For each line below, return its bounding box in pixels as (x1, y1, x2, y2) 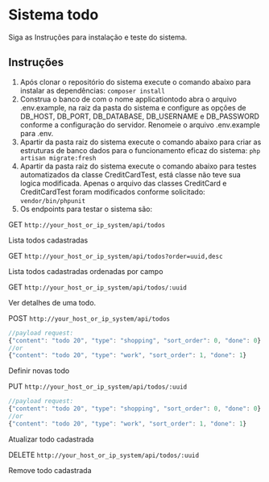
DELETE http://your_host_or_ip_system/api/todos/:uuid (8, 450, 200, 459)
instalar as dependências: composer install (19, 85, 165, 95)
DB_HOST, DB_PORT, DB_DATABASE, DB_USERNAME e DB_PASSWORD (19, 111, 260, 121)
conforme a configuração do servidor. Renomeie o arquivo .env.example (19, 119, 260, 130)
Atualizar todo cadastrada (8, 434, 94, 444)
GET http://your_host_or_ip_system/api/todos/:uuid (8, 282, 187, 292)
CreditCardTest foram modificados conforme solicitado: (19, 187, 205, 197)
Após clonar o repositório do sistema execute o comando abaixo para (19, 77, 251, 86)
